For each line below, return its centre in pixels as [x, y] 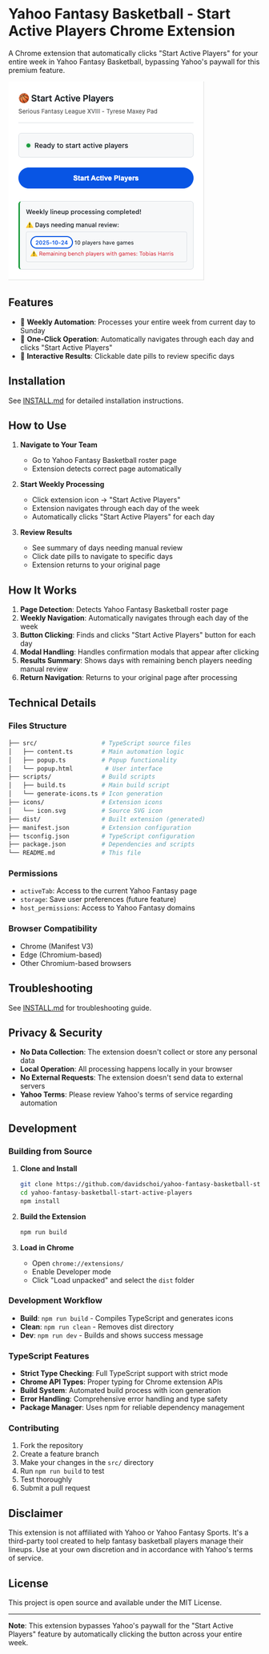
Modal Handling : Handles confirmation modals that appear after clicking [139, 652]
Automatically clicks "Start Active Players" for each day [123, 517]
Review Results [46, 533]
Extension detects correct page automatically [106, 469]
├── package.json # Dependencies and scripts [102, 845]
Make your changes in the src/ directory [87, 1463]
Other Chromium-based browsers [76, 963]
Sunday [32, 330]
